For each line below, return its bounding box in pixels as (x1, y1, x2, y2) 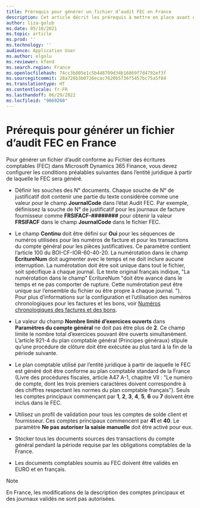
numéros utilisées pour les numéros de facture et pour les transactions (14, 236, 189, 243)
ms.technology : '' (6, 42, 52, 48)
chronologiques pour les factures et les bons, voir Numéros (14, 299, 161, 307)
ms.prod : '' (6, 36, 36, 42)
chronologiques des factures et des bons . (14, 306, 117, 313)
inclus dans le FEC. (14, 399, 62, 406)
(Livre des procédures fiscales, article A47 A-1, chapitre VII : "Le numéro (14, 374, 193, 381)
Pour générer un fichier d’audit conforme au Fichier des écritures (6, 156, 165, 163)
